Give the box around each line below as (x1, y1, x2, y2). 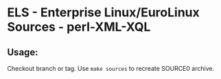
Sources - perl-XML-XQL (7, 19, 151, 35)
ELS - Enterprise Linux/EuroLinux (7, 5, 200, 20)
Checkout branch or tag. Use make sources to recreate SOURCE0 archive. (7, 65, 215, 72)
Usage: (7, 46, 39, 58)
